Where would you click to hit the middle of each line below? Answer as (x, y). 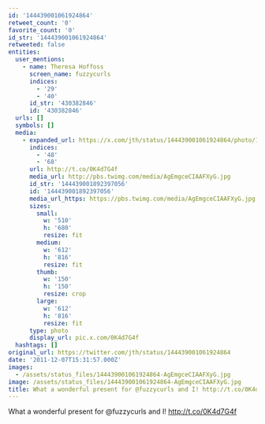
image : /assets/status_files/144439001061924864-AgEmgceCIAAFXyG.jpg (125, 382)
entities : (24, 52)
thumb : (47, 272)
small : (47, 214)
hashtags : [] (37, 345)
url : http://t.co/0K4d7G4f (73, 169)
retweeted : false (37, 45)
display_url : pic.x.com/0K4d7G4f (84, 338)
